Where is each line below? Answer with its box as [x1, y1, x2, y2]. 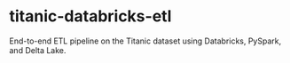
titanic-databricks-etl [9, 6, 172, 27]
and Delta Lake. [9, 44, 67, 55]
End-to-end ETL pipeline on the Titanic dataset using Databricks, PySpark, [9, 35, 282, 46]
